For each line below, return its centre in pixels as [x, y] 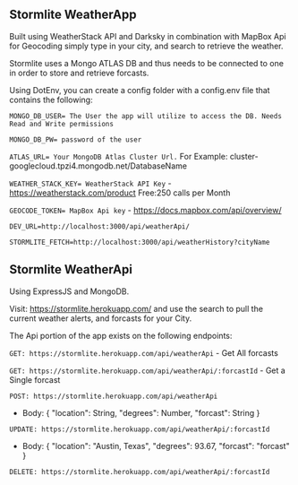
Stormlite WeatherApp [73, 15]
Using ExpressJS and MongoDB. [69, 291]
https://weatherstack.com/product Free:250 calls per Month [120, 193]
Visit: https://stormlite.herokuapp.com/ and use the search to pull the [136, 308]
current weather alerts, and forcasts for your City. [101, 318]
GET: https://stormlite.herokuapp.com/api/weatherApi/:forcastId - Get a [148, 370]
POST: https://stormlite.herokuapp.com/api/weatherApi [114, 396]
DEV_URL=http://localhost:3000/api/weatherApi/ [100, 226]
